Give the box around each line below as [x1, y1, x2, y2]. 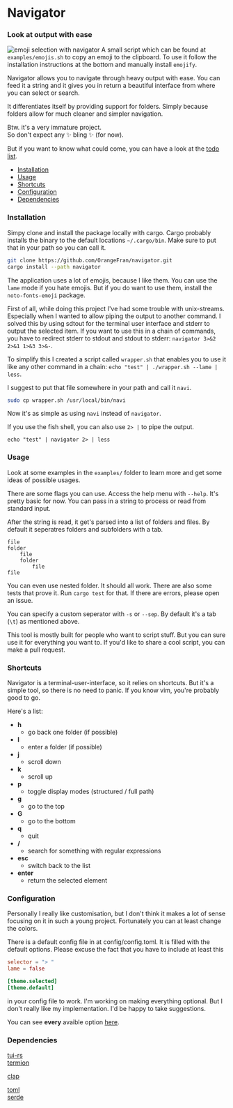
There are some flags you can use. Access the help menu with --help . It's [7, 489, 219, 497]
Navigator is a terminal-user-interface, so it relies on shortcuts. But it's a [7, 679, 214, 687]
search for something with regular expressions [27, 846, 161, 855]
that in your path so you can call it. [7, 243, 106, 252]
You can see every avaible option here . [7, 1017, 120, 1026]
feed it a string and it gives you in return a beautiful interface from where [7, 82, 216, 90]
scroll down [27, 758, 61, 765]
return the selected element [27, 876, 108, 884]
